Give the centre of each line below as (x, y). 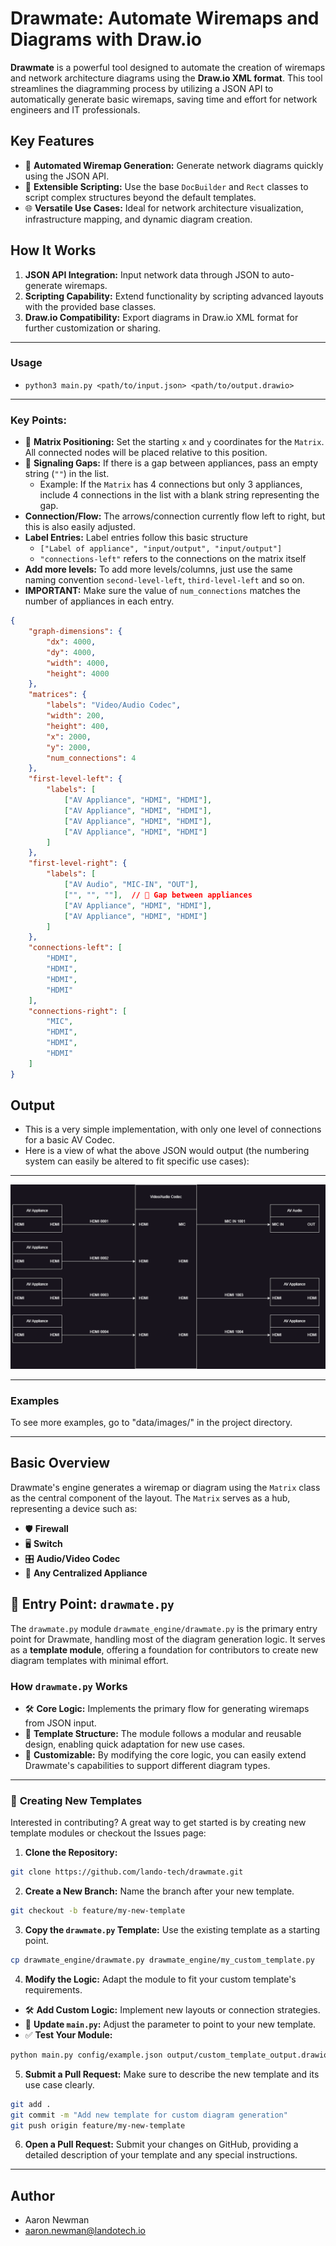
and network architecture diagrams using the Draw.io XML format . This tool (166, 78)
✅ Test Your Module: (68, 2034)
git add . (31, 2104)
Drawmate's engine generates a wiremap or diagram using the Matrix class (165, 1487)
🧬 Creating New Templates (76, 1800)
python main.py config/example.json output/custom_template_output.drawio (169, 2055)
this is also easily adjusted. (80, 527)
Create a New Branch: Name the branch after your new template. (159, 1891)
